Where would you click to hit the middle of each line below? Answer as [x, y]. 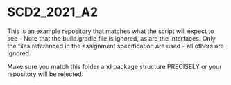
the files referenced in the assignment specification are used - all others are [115, 46]
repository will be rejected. [45, 74]
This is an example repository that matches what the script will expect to [111, 31]
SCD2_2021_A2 [53, 12]
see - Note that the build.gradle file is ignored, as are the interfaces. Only [112, 38]
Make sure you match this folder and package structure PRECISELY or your [114, 66]
